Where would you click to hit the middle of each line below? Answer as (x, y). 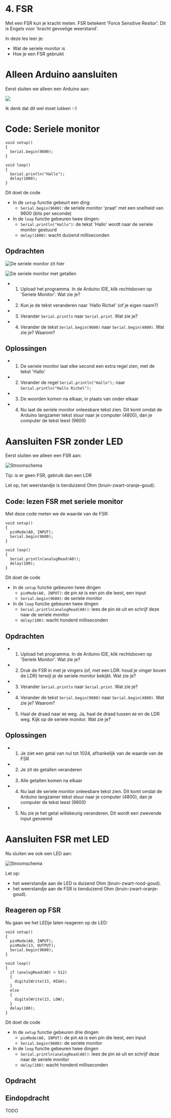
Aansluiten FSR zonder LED (64, 441)
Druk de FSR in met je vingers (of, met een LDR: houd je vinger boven (93, 670)
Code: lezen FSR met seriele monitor (64, 501)
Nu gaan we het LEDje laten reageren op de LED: (57, 922)
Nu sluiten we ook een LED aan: (39, 853)
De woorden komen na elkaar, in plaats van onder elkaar (79, 399)
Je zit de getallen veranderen (51, 770)
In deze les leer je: (25, 38)
